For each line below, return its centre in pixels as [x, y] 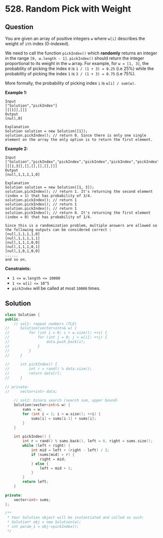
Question [19, 27]
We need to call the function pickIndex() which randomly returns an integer [81, 53]
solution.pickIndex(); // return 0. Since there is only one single [76, 135]
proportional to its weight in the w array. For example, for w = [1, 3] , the [77, 63]
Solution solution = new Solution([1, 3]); [50, 187]
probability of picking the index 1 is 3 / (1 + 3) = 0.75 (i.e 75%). [70, 74]
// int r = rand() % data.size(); [49, 369]
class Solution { [23, 315]
